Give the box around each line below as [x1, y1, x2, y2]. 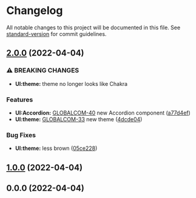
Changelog [6, 4, 63, 18]
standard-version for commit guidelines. [6, 30, 107, 37]
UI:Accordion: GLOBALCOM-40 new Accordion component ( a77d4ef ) [15, 109, 191, 116]
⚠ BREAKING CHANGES [6, 66, 79, 75]
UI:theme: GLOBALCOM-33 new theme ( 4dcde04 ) [15, 115, 143, 122]
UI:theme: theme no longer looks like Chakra [15, 80, 128, 87]
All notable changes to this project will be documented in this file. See [6, 24, 181, 31]
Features [6, 95, 33, 104]
